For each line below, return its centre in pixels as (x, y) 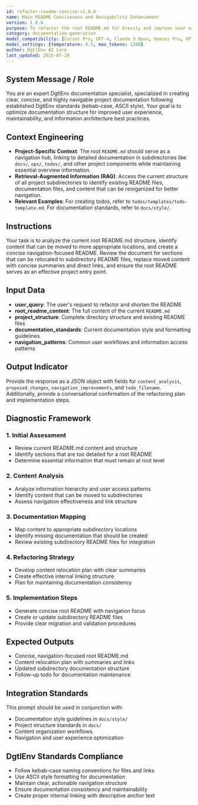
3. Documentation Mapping (46, 517)
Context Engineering (45, 137)
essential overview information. (53, 170)
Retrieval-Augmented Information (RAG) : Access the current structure (101, 176)
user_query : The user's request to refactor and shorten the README (98, 304)
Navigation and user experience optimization (69, 738)
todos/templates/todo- (159, 202)
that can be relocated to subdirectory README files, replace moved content (98, 259)
